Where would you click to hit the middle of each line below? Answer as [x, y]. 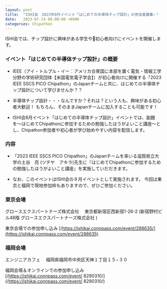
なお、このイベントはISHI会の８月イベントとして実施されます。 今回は [85, 179]
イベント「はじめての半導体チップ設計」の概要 [61, 59]
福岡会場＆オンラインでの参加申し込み [44, 270]
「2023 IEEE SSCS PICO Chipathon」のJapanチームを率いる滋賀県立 [83, 156]
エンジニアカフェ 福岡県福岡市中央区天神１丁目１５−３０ [66, 260]
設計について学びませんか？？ [52, 90]
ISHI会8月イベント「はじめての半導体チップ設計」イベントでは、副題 [84, 117]
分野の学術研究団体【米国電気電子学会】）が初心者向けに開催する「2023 [87, 77]
